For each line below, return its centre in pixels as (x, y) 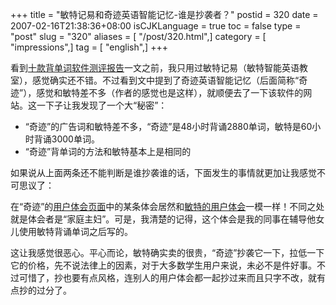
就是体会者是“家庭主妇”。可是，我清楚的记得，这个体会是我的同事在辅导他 (163, 219)
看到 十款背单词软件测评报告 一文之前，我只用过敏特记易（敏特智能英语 (155, 67)
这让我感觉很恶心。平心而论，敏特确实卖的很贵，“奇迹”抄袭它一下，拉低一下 (167, 252)
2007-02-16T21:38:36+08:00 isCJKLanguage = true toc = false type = (156, 26)
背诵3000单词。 (66, 139)
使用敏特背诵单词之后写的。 (75, 231)
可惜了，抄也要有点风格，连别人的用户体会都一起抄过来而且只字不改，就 (167, 277)
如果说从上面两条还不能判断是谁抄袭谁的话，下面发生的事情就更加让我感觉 (163, 172)
